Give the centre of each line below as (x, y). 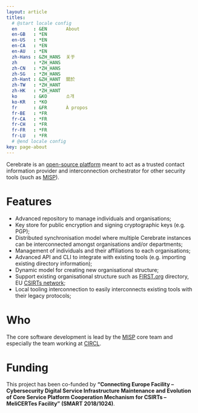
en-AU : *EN (29, 51)
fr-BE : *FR (29, 113)
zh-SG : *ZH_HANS (36, 74)
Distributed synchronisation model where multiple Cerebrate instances (103, 237)
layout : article (27, 12)
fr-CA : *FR (29, 119)
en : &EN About (46, 29)
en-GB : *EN (29, 35)
